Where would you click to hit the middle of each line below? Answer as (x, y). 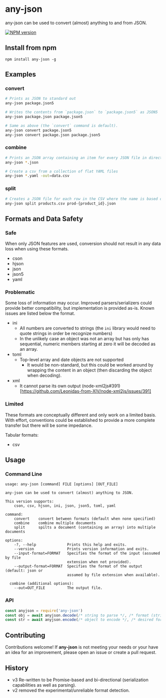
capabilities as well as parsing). (44, 685)
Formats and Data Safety (44, 219)
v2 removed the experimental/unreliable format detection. (71, 690)
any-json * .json (22, 162)
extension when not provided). (99, 562)
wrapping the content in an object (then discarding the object (89, 370)
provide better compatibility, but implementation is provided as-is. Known (80, 308)
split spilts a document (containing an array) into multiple (85, 528)
